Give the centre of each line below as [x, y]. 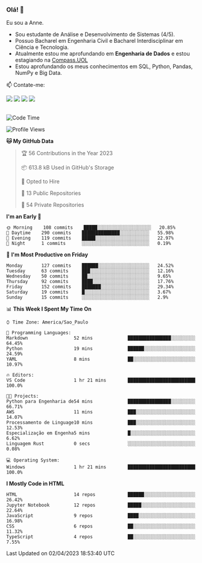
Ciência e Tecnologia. [42, 47]
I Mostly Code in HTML [35, 484]
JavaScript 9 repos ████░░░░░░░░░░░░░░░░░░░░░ [101, 516]
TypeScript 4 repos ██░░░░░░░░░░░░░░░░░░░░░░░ [101, 537]
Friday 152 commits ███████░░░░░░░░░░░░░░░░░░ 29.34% [90, 287]
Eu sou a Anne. [25, 23]
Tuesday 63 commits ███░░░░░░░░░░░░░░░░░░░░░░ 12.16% [90, 271]
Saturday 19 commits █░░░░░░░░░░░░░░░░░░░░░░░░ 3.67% [89, 292]
